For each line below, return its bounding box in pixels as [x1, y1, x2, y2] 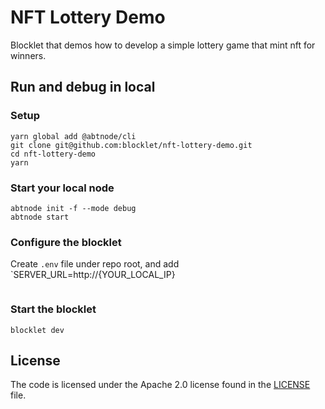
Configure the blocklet [10, 235, 122, 249]
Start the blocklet [10, 302, 97, 316]
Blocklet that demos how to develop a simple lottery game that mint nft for [10, 39, 316, 51]
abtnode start [10, 212, 70, 222]
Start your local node [10, 181, 115, 195]
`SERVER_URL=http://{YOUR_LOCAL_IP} [10, 269, 176, 281]
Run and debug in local [10, 79, 156, 96]
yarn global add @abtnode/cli [10, 131, 137, 141]
